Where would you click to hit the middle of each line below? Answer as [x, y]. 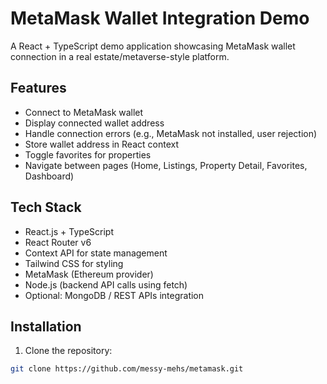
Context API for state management [96, 253]
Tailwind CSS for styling [74, 263]
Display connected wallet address [94, 123]
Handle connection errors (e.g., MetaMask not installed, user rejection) [171, 133]
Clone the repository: [68, 351]
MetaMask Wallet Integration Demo [160, 18]
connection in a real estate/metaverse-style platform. [120, 56]
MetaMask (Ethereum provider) [89, 274]
